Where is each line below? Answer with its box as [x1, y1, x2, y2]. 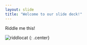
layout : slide [5, 7, 34, 12]
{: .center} [29, 35, 50, 41]
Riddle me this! [5, 25, 35, 31]
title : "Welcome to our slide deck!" [5, 12, 83, 17]
